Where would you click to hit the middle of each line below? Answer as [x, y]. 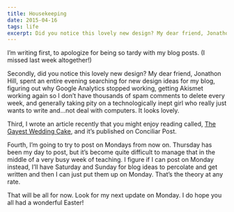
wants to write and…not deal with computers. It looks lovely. [93, 111]
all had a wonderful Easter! [46, 203]
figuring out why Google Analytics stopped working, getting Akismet [105, 88]
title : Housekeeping [37, 14]
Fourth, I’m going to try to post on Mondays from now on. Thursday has [110, 145]
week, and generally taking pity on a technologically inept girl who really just [117, 103]
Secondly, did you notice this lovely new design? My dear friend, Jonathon [114, 74]
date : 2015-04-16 [32, 20]
